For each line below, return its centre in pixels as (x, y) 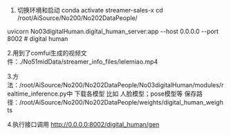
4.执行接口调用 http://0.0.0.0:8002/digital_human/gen (83, 124)
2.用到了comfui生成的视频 (44, 53)
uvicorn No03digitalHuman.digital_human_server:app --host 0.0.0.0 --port (113, 31)
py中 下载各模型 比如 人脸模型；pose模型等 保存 (128, 93)
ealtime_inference (33, 93)
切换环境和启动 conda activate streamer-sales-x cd (90, 10)
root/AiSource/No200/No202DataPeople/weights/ (93, 102)
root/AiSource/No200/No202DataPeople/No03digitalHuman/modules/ (122, 85)
